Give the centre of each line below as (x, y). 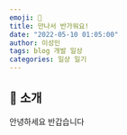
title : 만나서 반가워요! (50, 26)
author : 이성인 (35, 43)
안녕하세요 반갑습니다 (47, 121)
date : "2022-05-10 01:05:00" (64, 34)
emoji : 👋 (26, 18)
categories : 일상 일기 (48, 59)
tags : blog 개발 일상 (46, 51)
